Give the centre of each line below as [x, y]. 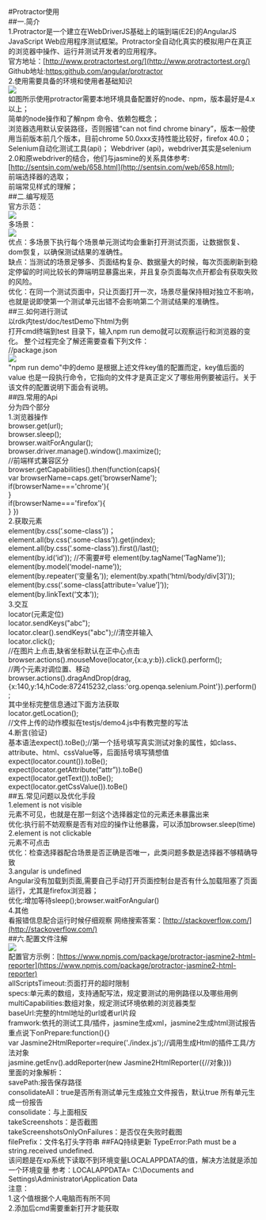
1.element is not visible [45, 805]
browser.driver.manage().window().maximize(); [85, 451]
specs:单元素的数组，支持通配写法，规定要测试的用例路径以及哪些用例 [123, 993]
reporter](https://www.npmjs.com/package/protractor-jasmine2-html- [122, 965]
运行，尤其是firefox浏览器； [53, 891]
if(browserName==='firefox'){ [57, 503]
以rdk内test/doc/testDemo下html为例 [68, 321]
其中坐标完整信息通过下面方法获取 [64, 704]
